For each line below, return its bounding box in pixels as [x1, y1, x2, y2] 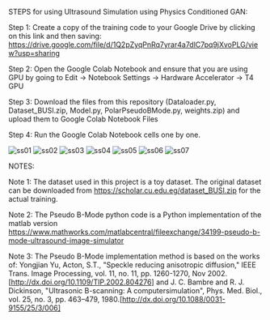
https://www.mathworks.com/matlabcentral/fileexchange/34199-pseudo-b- [8, 227, 261, 237]
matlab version [8, 219, 58, 228]
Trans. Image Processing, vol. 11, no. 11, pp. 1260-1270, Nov [8, 269, 206, 278]
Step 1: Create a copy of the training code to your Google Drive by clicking [8, 23, 256, 32]
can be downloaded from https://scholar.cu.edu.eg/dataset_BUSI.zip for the [8, 186, 261, 195]
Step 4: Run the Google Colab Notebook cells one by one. [8, 130, 200, 139]
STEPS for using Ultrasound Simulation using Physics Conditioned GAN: [8, 7, 248, 16]
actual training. [8, 194, 58, 203]
